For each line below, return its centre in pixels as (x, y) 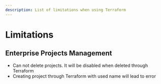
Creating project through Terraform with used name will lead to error (84, 76)
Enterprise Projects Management (59, 53)
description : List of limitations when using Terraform (66, 10)
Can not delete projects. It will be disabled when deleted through (80, 65)
